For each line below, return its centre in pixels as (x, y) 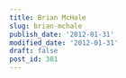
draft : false (34, 51)
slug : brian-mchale (46, 26)
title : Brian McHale (48, 17)
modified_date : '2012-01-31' (64, 43)
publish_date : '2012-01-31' (62, 34)
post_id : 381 (34, 59)
